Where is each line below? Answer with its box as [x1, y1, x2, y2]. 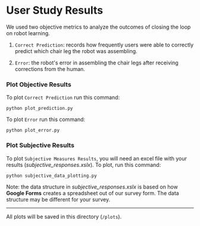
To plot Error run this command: [6, 116, 85, 123]
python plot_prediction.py [6, 106, 73, 112]
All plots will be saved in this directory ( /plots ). [6, 213, 122, 220]
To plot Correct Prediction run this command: [6, 94, 120, 101]
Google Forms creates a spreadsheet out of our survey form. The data [6, 189, 180, 197]
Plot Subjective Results [6, 141, 74, 150]
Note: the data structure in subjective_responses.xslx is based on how [6, 183, 179, 190]
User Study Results [6, 4, 103, 17]
